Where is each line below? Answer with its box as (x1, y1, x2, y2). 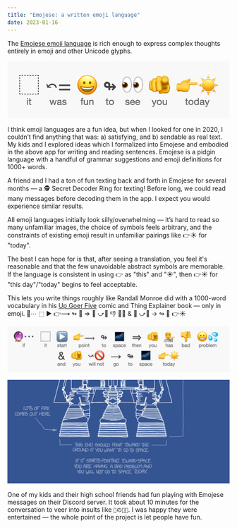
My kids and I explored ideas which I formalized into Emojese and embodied (7, 140, 229, 149)
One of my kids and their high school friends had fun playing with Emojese (7, 490, 224, 498)
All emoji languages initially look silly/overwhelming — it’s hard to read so (7, 216, 220, 224)
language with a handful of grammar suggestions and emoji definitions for (7, 155, 222, 164)
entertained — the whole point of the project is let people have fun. (7, 512, 202, 521)
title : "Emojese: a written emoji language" (7, 11, 140, 18)
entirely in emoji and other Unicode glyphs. (7, 47, 133, 55)
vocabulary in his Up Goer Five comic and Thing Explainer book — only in (7, 302, 221, 310)
